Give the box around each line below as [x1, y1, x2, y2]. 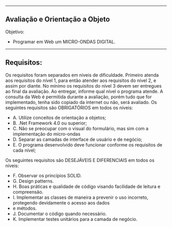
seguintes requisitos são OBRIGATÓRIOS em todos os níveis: [5, 105, 133, 111]
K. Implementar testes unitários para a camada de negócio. [12, 216, 138, 222]
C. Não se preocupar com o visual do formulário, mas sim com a [12, 125, 148, 131]
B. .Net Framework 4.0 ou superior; [12, 120, 87, 126]
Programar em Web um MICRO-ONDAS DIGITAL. [12, 38, 116, 45]
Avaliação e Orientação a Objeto [5, 15, 110, 24]
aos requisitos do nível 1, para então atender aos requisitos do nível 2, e [5, 77, 157, 84]
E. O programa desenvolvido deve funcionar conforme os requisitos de [12, 141, 163, 148]
